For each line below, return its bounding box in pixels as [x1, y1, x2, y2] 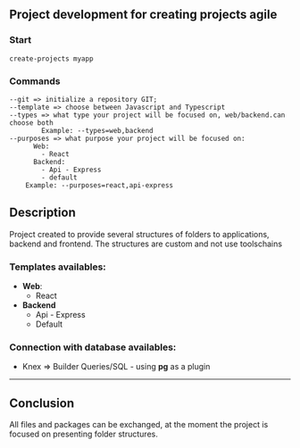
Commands [9, 75, 61, 87]
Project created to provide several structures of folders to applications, [9, 228, 270, 239]
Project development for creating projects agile [9, 7, 278, 22]
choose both [9, 118, 54, 128]
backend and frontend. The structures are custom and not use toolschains [9, 238, 283, 249]
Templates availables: [9, 261, 107, 273]
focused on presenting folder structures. [9, 428, 158, 440]
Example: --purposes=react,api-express [25, 180, 174, 190]
